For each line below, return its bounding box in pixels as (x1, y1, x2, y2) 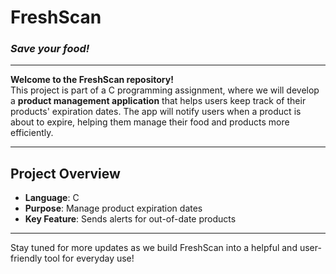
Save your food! (10, 42, 90, 56)
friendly (10, 252, 43, 265)
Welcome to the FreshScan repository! (10, 74, 174, 86)
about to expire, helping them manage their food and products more (10, 116, 290, 128)
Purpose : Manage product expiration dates (24, 202, 203, 215)
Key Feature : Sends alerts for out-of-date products (24, 213, 237, 225)
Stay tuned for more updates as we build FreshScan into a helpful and (10, 242, 298, 254)
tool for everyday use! (44, 252, 135, 265)
